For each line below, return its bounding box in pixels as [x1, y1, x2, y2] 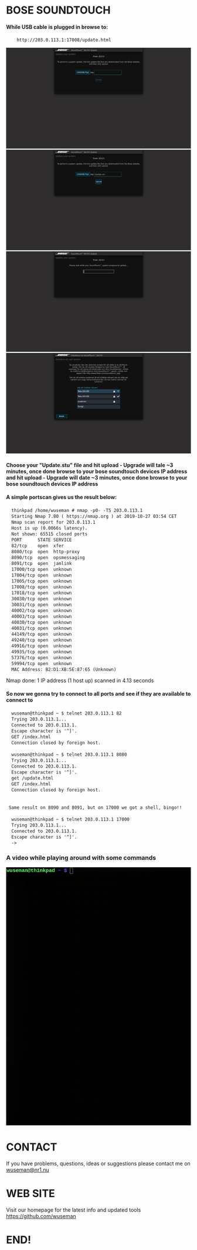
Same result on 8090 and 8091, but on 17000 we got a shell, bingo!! [8, 805, 182, 811]
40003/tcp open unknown [11, 613, 72, 619]
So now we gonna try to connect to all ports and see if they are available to [6, 690, 191, 697]
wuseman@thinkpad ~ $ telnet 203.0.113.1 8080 [11, 752, 127, 758]
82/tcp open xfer [11, 543, 64, 548]
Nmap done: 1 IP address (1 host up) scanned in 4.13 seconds [6, 677, 154, 684]
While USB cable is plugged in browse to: [6, 23, 108, 30]
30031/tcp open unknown [11, 601, 72, 607]
